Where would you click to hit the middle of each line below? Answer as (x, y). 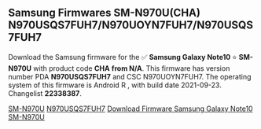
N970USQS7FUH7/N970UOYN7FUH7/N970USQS (131, 26)
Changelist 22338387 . (45, 93)
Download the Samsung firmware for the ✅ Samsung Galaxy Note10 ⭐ (123, 57)
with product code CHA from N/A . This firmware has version (132, 68)
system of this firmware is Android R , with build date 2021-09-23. (115, 85)
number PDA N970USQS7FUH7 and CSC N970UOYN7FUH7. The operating (130, 76)
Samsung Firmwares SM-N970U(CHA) (104, 13)
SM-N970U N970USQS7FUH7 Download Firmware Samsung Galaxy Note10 (130, 109)
